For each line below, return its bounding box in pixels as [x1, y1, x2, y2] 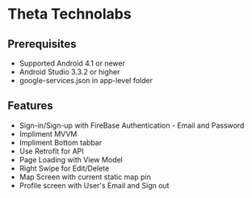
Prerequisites [7, 37, 77, 51]
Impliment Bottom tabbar [19, 137, 103, 147]
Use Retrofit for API [19, 146, 84, 156]
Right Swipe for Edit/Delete [19, 163, 110, 173]
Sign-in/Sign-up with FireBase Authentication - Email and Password [19, 120, 245, 130]
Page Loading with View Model [19, 154, 123, 164]
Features [7, 99, 53, 113]
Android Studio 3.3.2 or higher [19, 67, 120, 77]
